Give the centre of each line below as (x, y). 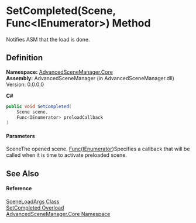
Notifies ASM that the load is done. (48, 39)
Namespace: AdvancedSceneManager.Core (59, 72)
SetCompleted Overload (35, 208)
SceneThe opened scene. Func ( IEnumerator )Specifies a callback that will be (98, 149)
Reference (19, 188)
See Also (23, 174)
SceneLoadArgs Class (33, 202)
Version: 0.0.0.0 (25, 84)
